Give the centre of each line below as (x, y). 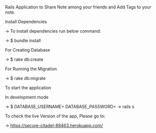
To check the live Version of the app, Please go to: (55, 116)
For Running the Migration (31, 69)
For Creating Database (28, 50)
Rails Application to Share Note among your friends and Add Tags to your (78, 7)
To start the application (28, 88)
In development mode (27, 97)
